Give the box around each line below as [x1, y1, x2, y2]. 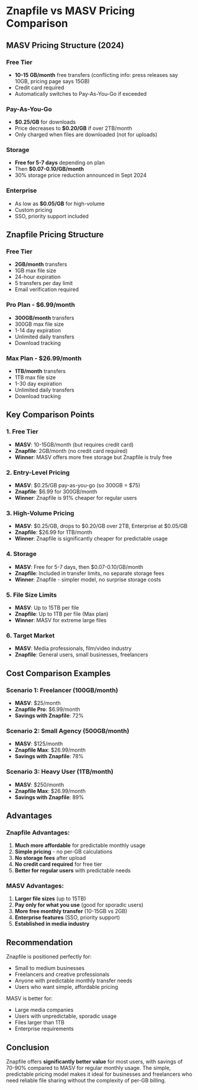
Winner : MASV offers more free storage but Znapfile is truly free [14, 454, 173, 461]
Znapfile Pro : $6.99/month [14, 706, 81, 713]
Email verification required [14, 286, 79, 293]
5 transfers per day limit [14, 280, 73, 287]
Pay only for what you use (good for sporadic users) [14, 901, 144, 908]
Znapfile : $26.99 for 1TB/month [14, 529, 93, 536]
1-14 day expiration [14, 326, 61, 334]
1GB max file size [14, 267, 57, 274]
